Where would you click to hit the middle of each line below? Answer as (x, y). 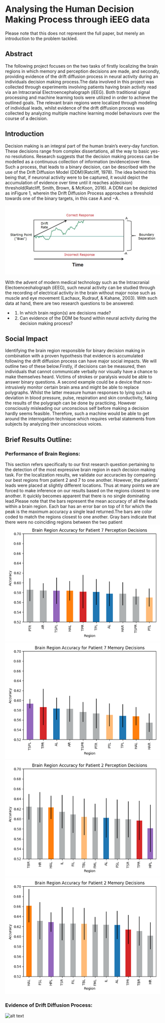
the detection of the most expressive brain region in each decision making (80, 470)
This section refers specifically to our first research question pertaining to (80, 464)
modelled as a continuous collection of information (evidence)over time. (78, 161)
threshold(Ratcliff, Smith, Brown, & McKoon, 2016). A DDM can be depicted (81, 188)
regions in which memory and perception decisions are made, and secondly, (83, 71)
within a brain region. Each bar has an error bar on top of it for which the (79, 506)
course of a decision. (27, 118)
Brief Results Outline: (39, 440)
